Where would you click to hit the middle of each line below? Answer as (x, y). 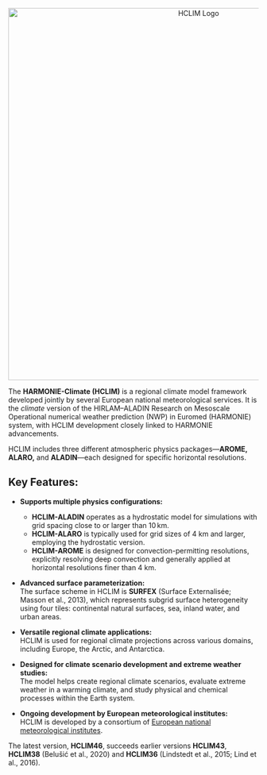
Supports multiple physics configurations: (91, 501)
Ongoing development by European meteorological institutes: (124, 713)
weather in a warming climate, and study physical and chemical (124, 689)
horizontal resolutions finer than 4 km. (94, 567)
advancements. (34, 434)
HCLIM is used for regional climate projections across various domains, (136, 640)
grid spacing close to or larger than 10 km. (100, 525)
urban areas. (41, 616)
